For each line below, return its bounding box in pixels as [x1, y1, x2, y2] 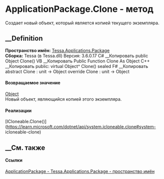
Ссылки [5, 157, 23, 163]
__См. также [5, 143, 46, 152]
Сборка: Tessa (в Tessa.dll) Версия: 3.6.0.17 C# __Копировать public [5, 53, 148, 59]
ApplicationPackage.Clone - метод [5, 3, 154, 15]
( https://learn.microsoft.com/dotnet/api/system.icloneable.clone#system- [5, 124, 156, 130]
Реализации [5, 108, 32, 114]
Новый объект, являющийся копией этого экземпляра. [5, 96, 122, 102]
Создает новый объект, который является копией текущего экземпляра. [5, 20, 160, 26]
